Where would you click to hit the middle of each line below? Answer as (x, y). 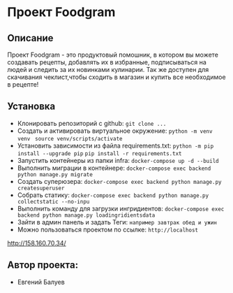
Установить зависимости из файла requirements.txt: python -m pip (115, 145)
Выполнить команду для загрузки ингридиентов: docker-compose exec (121, 208)
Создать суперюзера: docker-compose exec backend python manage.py (119, 181)
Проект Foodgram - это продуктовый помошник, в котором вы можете (113, 55)
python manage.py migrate (55, 174)
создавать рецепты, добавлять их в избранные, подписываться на (107, 62)
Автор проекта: (43, 265)
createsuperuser (41, 188)
